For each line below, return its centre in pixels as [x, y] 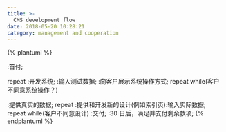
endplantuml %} [30, 121]
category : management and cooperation [63, 33]
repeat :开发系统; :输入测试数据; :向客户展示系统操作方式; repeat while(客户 [113, 82]
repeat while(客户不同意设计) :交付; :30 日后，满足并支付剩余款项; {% [105, 113]
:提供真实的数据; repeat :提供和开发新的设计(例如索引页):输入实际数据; [106, 105]
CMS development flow [45, 20]
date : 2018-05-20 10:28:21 [46, 26]
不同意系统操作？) [33, 90]
